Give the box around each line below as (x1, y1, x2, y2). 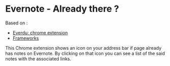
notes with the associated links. (5, 55, 71, 61)
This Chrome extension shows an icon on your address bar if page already (5, 45, 162, 51)
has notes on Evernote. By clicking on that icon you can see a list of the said (5, 50, 165, 56)
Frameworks (12, 35, 39, 41)
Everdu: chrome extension (12, 29, 68, 36)
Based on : (5, 20, 28, 26)
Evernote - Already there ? (5, 3, 120, 15)
